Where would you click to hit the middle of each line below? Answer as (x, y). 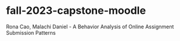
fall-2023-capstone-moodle (76, 11)
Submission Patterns (31, 32)
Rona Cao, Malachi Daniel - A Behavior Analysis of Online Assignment (90, 27)
